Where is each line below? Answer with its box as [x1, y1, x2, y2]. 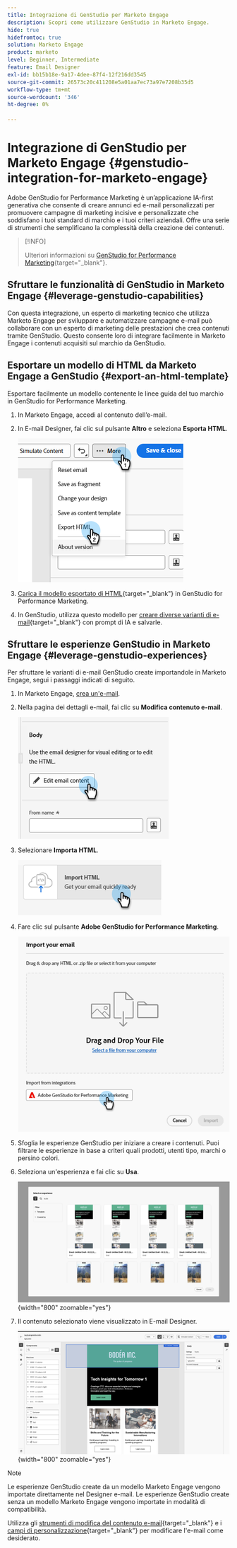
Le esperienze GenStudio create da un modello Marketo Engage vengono [7, 1482, 221, 1491]
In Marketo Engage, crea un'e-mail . [17, 689, 121, 698]
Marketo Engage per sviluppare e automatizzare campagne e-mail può [7, 316, 213, 325]
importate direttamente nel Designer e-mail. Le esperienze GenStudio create [7, 1490, 230, 1498]
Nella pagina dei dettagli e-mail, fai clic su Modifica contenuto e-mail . [17, 703, 223, 711]
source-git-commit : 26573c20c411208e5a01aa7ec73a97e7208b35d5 [7, 79, 194, 86]
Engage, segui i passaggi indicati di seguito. [7, 676, 135, 684]
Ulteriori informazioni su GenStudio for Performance [24, 251, 176, 259]
